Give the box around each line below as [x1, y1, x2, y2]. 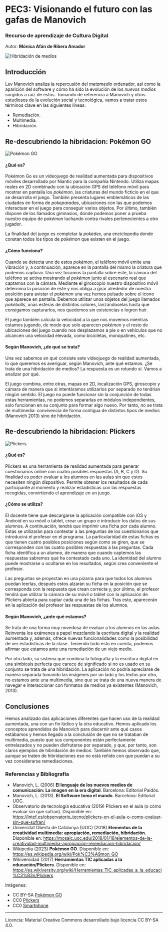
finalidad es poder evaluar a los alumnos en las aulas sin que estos [5, 474, 143, 480]
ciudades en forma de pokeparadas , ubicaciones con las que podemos [5, 200, 152, 206]
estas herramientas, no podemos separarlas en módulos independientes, [5, 397, 156, 403]
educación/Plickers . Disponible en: [12, 862, 86, 868]
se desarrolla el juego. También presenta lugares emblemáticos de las [5, 195, 149, 201]
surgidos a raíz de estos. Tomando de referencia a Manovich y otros [5, 92, 146, 98]
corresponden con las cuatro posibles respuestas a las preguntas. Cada [5, 544, 153, 550]
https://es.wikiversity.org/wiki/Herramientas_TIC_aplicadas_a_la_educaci [12, 867, 162, 873]
